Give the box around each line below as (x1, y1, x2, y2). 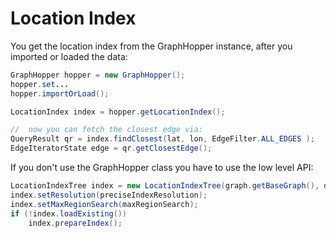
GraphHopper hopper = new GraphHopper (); (10, 70, 186, 80)
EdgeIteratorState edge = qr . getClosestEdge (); (10, 143, 213, 154)
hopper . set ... (10, 79, 70, 89)
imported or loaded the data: (10, 50, 128, 62)
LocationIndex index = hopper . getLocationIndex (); (10, 107, 226, 117)
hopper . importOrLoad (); (10, 88, 110, 99)
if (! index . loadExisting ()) (10, 208, 128, 219)
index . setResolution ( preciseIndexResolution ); (10, 190, 208, 200)
